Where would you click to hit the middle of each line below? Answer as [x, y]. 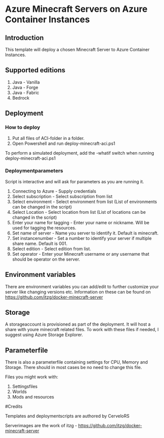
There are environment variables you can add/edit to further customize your [82, 286]
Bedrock [21, 98]
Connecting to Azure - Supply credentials [54, 191]
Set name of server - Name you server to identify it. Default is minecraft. [85, 233]
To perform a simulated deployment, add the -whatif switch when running [80, 153]
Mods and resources [33, 397]
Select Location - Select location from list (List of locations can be [79, 212]
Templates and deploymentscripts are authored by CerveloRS [67, 416]
